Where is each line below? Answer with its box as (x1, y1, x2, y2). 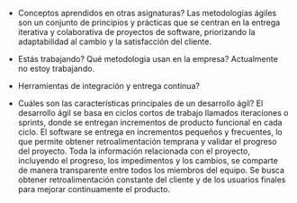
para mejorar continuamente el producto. (17, 184, 171, 194)
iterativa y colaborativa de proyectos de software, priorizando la (17, 27, 256, 37)
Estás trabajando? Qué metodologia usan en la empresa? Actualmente (17, 54, 279, 64)
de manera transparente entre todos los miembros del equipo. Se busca (17, 165, 285, 175)
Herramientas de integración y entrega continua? (17, 81, 201, 91)
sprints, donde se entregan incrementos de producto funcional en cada (17, 117, 283, 128)
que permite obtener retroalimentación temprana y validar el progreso (17, 137, 277, 146)
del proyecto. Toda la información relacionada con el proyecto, (17, 146, 250, 156)
